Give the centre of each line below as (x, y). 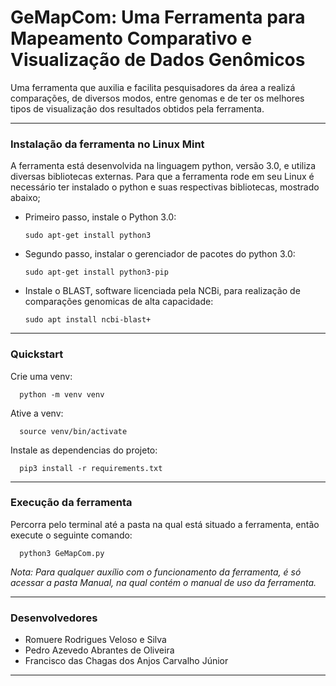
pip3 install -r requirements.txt (91, 468)
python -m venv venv (62, 394)
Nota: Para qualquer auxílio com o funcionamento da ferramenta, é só (156, 572)
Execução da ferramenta (71, 503)
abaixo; (25, 198)
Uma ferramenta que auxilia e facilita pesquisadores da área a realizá (153, 87)
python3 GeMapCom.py (62, 553)
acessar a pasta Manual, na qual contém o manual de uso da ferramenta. (163, 582)
